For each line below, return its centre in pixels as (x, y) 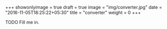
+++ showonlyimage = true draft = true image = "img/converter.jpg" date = (84, 7)
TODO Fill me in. (22, 22)
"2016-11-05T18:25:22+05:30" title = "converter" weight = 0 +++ (73, 12)
